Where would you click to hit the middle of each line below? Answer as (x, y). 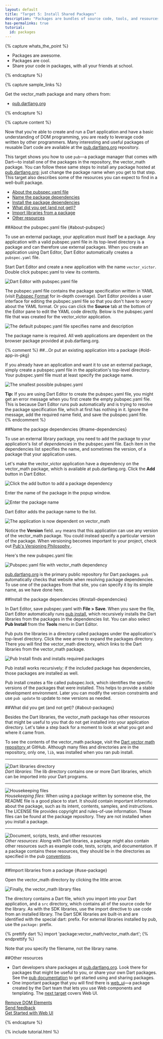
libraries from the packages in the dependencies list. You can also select (78, 619)
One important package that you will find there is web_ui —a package (81, 983)
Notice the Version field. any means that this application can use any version (81, 530)
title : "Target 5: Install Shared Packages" (51, 14)
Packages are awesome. (37, 55)
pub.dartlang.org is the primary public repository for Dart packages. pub (77, 574)
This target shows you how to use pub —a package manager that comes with (81, 157)
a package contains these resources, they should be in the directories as (78, 851)
